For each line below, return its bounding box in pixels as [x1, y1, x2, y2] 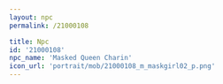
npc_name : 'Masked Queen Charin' [9, 54, 133, 63]
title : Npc [9, 37, 50, 46]
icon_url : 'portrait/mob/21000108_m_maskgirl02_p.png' [9, 62, 216, 71]
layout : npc [9, 12, 53, 22]
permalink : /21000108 [9, 21, 89, 30]
